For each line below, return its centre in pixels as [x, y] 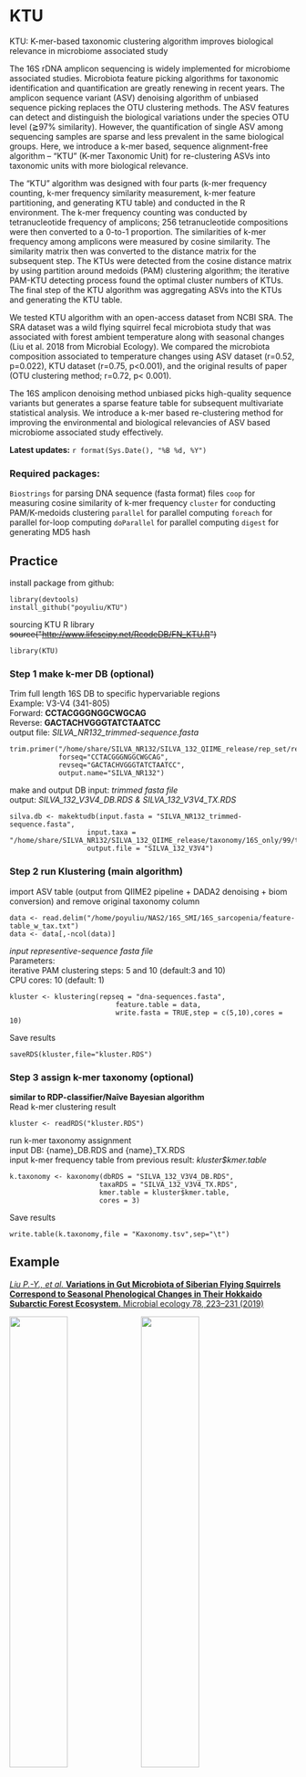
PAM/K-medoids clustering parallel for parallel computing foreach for [141, 513]
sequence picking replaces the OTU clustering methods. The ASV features [149, 107]
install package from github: [62, 583]
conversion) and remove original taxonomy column [105, 901]
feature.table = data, [158, 1004]
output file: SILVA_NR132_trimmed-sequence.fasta [104, 732]
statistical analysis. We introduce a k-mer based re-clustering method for [147, 413]
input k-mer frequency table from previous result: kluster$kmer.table [138, 1160]
